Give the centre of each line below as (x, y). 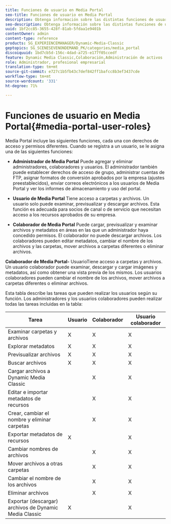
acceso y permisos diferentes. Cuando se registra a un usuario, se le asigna (85, 146)
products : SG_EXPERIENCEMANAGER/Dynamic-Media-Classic (65, 43)
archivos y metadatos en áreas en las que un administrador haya (80, 230)
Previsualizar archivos (34, 354)
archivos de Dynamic (33, 507)
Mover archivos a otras (35, 463)
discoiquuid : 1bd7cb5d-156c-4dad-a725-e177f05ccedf (61, 53)
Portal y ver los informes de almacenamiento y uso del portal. (77, 188)
